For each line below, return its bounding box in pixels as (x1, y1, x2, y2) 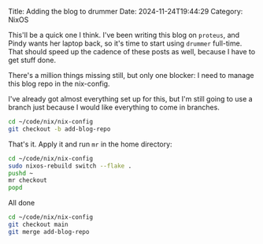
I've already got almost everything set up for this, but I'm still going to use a (8, 94, 254, 103)
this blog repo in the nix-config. (8, 79, 110, 88)
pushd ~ (8, 169, 34, 177)
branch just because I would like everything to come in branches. (8, 102, 220, 112)
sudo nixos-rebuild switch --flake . (8, 161, 132, 170)
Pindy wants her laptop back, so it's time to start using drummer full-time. (8, 39, 243, 48)
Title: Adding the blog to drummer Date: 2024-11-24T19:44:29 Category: (8, 7, 243, 16)
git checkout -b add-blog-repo (8, 125, 111, 133)
